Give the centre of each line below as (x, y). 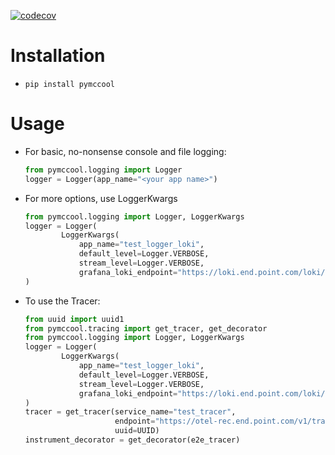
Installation (58, 56)
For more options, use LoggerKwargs (101, 198)
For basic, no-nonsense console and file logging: (125, 151)
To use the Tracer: (62, 301)
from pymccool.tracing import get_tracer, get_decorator (146, 328)
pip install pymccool (69, 84)
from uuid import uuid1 (74, 319)
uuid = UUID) (137, 431)
